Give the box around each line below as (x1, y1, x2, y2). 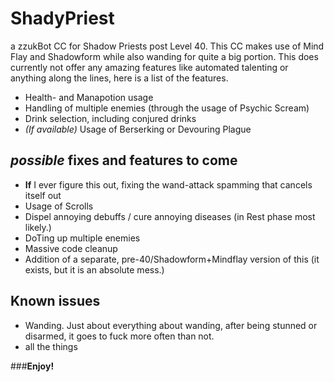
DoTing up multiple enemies (24, 232, 141, 244)
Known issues (10, 293, 101, 310)
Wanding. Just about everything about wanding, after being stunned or (24, 319, 318, 331)
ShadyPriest (10, 7, 115, 30)
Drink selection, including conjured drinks (24, 112, 197, 124)
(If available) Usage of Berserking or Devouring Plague (24, 123, 252, 135)
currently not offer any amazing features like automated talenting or (10, 61, 289, 73)
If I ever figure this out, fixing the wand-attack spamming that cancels (24, 178, 313, 191)
